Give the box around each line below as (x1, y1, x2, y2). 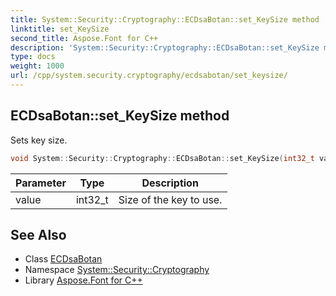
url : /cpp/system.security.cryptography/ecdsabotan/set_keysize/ (10, 71, 288, 81)
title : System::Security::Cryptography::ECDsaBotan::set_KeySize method (10, 14, 320, 25)
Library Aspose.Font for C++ (24, 274, 143, 286)
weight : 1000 (10, 61, 65, 71)
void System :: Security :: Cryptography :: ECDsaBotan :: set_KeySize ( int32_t (10, 153, 315, 163)
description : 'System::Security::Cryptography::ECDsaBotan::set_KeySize (10, 42, 320, 53)
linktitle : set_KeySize (10, 24, 110, 34)
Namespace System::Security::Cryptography (24, 264, 210, 276)
